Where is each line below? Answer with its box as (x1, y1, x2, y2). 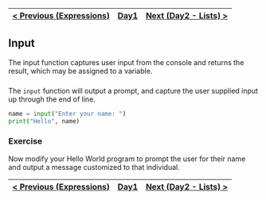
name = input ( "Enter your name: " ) (8, 110, 127, 117)
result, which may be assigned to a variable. (8, 66, 153, 75)
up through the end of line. (8, 94, 96, 104)
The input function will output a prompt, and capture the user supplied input (8, 86, 259, 95)
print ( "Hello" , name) (8, 117, 80, 125)
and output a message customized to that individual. (8, 162, 181, 171)
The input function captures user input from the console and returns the (8, 57, 244, 67)
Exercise (8, 136, 43, 147)
